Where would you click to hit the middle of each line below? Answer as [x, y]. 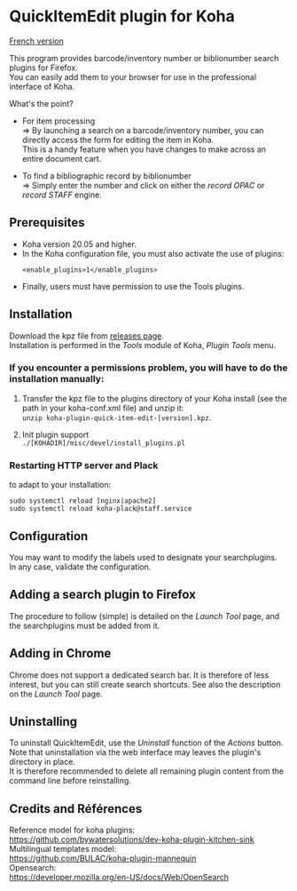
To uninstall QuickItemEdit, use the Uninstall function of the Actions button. [146, 743]
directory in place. [42, 762]
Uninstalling [43, 721]
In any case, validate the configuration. [80, 567]
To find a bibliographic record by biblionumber [107, 176]
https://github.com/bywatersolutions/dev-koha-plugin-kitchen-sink [132, 839]
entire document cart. [62, 158]
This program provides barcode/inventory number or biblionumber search [144, 58]
